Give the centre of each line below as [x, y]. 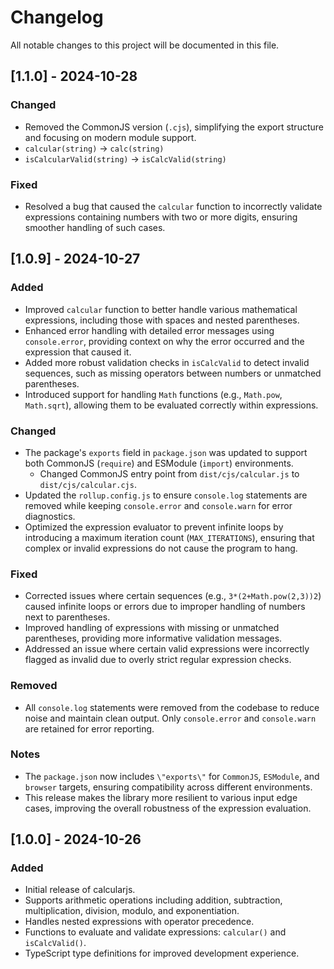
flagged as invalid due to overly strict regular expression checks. [158, 660]
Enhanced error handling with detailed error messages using [149, 330]
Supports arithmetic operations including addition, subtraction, [153, 900]
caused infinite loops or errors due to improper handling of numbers [165, 607]
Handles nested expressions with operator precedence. [139, 922]
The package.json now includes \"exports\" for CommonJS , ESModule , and [172, 776]
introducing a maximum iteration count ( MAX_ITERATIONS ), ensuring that [169, 537]
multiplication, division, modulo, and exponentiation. [132, 911]
